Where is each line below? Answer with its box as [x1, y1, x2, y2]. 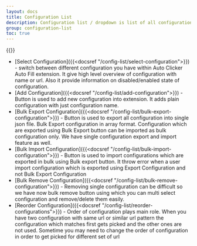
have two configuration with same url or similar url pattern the [14, 214, 164, 221]
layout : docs [6, 8, 38, 15]
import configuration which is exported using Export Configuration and [14, 164, 186, 171]
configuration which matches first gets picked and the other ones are [14, 221, 182, 228]
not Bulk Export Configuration [14, 171, 87, 178]
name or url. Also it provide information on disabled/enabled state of [14, 77, 180, 84]
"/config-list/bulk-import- [110, 145, 172, 153]
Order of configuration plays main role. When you [67, 208, 186, 215]
